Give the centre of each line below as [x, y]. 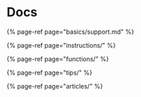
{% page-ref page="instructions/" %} [61, 45]
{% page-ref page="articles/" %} [55, 86]
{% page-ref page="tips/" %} [49, 72]
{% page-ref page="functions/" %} [58, 59]
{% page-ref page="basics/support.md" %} [70, 32]
